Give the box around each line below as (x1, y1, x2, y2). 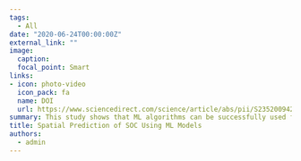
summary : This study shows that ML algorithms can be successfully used (9, 113, 287, 122)
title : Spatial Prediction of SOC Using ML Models (9, 122, 202, 131)
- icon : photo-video (9, 80, 87, 89)
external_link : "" (9, 38, 78, 47)
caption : (17, 55, 50, 64)
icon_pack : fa (17, 88, 70, 97)
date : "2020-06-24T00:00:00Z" (9, 30, 123, 38)
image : (9, 47, 34, 55)
